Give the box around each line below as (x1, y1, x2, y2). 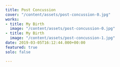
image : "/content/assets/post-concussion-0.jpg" (10, 26, 115, 31)
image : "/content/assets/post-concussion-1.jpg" (10, 36, 115, 41)
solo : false (5, 49, 31, 54)
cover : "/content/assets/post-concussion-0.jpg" (5, 12, 111, 17)
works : (5, 17, 19, 22)
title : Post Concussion (5, 7, 56, 13)
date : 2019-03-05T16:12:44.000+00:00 (5, 40, 86, 45)
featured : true (5, 45, 38, 50)
